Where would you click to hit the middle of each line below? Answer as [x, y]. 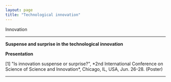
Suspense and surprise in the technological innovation [64, 44]
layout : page [19, 10]
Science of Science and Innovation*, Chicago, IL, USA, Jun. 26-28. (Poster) [84, 69]
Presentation [19, 53]
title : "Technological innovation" [43, 15]
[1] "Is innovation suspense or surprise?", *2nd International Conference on [84, 64]
